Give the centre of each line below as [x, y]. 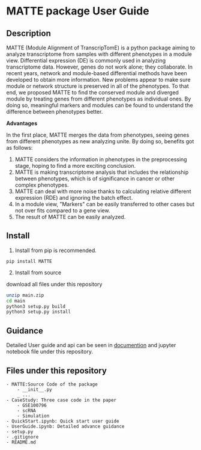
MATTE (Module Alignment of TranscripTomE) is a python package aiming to [101, 48]
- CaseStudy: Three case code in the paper [61, 400]
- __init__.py [34, 389]
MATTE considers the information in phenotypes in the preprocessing [101, 159]
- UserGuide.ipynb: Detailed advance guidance [65, 426]
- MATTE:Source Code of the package [52, 384]
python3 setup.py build [36, 306]
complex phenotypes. [42, 185]
